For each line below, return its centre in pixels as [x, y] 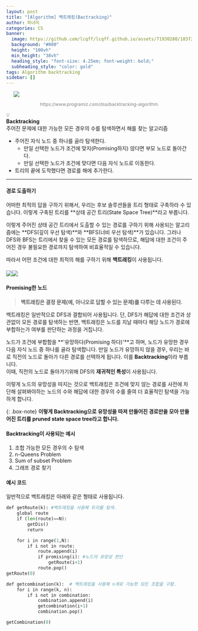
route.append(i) [57, 551]
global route [33, 513]
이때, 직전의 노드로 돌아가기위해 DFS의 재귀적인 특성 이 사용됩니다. [82, 371]
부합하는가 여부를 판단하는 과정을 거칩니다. [55, 329]
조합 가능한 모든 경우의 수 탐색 [49, 448]
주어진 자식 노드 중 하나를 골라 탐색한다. [60, 141]
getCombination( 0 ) [29, 622]
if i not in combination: [59, 595]
